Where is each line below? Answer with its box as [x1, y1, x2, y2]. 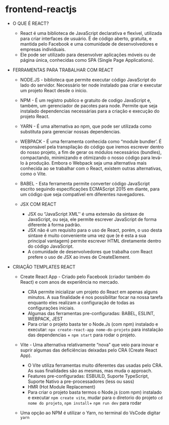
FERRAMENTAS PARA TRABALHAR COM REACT [12, 67, 114, 73]
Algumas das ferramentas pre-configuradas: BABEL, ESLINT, [27, 310, 155, 316]
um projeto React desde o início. [20, 87, 88, 93]
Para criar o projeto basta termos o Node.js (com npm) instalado [27, 389, 162, 395]
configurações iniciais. [27, 305, 75, 311]
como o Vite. [20, 171, 47, 177]
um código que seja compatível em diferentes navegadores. [20, 191, 145, 197]
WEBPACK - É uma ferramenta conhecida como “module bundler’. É [20, 138, 162, 144]
